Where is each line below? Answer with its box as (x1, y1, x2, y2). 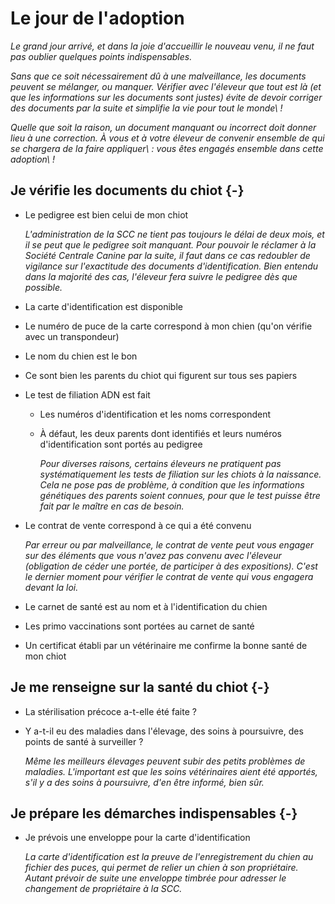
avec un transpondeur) (24, 330, 120, 342)
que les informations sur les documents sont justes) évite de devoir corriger (10, 91, 323, 103)
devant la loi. (24, 581, 79, 593)
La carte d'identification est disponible (24, 300, 183, 312)
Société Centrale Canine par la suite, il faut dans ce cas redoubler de (24, 249, 311, 261)
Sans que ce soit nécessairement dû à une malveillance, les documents (10, 70, 307, 82)
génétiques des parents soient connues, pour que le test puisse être (39, 489, 321, 501)
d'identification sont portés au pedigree (39, 438, 203, 450)
